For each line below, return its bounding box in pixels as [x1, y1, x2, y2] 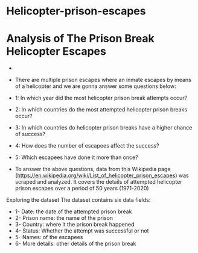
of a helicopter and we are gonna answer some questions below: [14, 83, 176, 90]
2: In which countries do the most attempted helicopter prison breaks [14, 106, 188, 113]
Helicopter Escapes [6, 45, 107, 58]
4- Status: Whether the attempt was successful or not [14, 227, 149, 234]
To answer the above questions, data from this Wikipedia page [14, 166, 171, 173]
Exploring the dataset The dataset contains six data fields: [6, 196, 151, 204]
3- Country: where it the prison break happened [14, 221, 135, 228]
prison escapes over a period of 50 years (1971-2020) [14, 185, 149, 192]
